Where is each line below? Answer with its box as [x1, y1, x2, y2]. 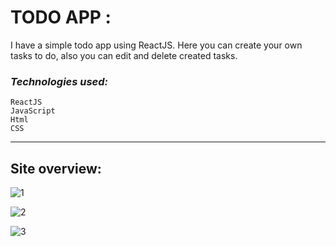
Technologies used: [10, 74, 109, 88]
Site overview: [10, 160, 102, 177]
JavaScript [10, 106, 56, 116]
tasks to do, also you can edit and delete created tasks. [10, 49, 238, 61]
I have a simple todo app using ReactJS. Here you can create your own [10, 39, 303, 51]
